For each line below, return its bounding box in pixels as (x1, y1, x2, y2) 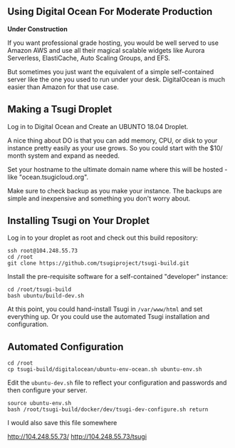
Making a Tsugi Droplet (7, 103, 113, 116)
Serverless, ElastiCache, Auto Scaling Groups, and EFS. (7, 54, 171, 62)
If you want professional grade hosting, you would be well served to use (7, 39, 219, 47)
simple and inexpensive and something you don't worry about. (7, 194, 191, 203)
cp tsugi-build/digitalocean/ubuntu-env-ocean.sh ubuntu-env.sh (7, 366, 202, 373)
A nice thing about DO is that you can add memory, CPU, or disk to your (7, 136, 218, 145)
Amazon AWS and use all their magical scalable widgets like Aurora (7, 46, 205, 54)
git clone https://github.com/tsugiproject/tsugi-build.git (7, 260, 190, 267)
